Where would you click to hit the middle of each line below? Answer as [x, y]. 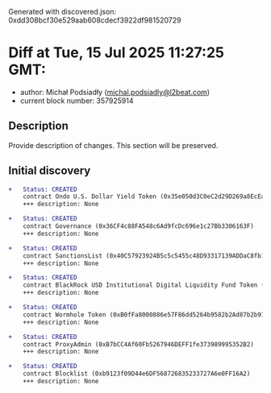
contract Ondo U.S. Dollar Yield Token [90, 196]
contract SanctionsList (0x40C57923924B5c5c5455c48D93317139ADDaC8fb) [144, 256]
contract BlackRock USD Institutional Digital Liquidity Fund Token [140, 285]
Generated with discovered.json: [63, 12]
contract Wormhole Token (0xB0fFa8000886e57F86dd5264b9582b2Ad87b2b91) [146, 314]
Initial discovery [50, 171]
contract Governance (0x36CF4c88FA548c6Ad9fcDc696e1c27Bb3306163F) [138, 226]
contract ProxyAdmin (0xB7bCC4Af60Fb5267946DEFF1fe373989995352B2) [138, 344]
